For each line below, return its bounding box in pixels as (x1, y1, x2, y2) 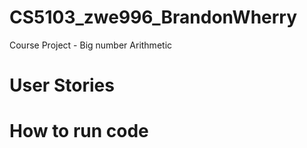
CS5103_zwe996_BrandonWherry (9, 6, 298, 29)
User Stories (9, 74, 115, 97)
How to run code (9, 120, 149, 143)
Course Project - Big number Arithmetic (9, 39, 173, 51)
